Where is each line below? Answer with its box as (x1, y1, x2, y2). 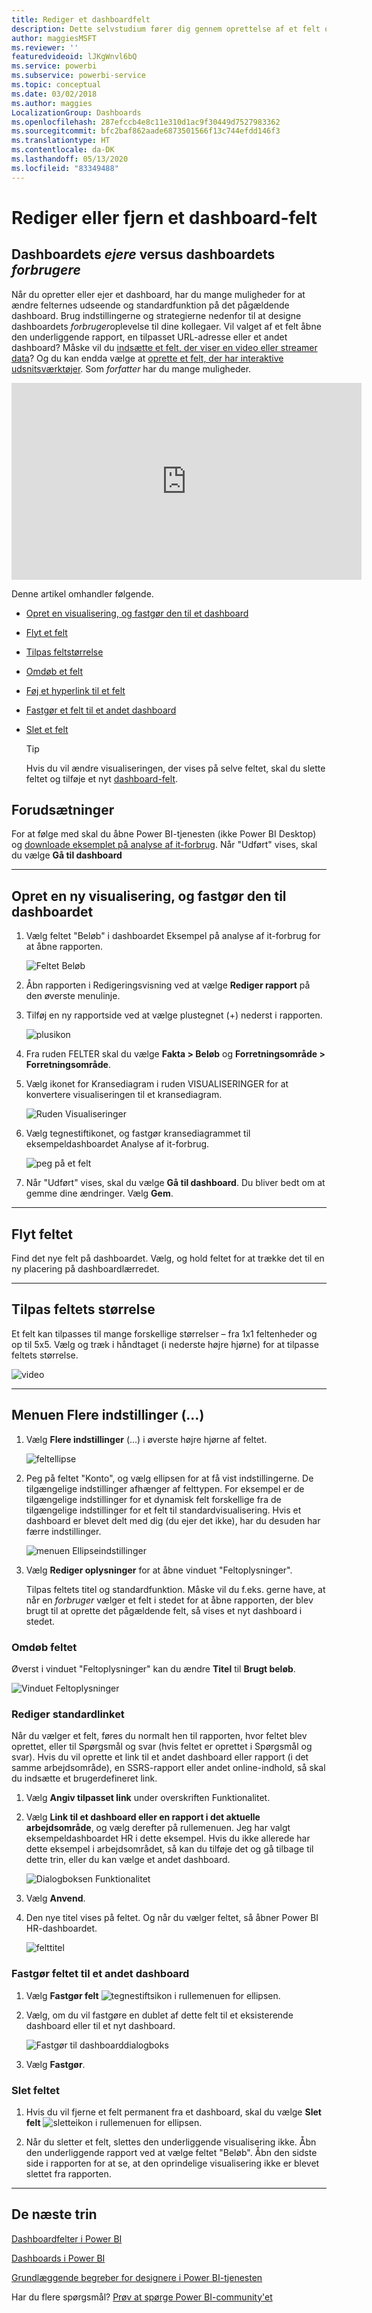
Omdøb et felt (25, 665, 84, 677)
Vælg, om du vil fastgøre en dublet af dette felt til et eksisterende (25, 2009, 294, 2021)
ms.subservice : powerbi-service (11, 71, 146, 81)
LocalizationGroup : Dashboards (11, 107, 142, 118)
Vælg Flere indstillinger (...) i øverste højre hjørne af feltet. (25, 1433, 268, 1445)
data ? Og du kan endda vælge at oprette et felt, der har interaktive (11, 352, 284, 364)
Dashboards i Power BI (11, 2252, 106, 2264)
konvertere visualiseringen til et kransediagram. (25, 1089, 223, 1101)
